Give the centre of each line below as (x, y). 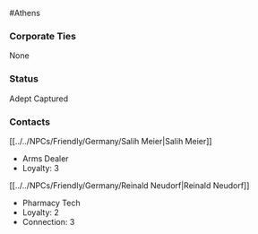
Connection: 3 (48, 221)
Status (24, 79)
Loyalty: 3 (41, 168)
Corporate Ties (43, 36)
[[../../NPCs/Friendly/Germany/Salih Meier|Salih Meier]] (111, 141)
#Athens (25, 13)
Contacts (30, 122)
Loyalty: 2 (41, 212)
